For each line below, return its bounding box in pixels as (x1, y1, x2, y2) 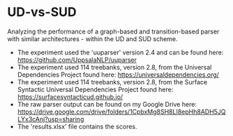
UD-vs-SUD (7, 4, 77, 20)
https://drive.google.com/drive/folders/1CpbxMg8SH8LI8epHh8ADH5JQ (17, 107, 226, 116)
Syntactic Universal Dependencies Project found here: (17, 85, 174, 93)
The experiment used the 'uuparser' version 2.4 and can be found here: (17, 48, 224, 56)
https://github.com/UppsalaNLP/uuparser (17, 55, 137, 63)
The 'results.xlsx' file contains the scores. (17, 122, 137, 130)
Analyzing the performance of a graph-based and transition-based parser (7, 27, 220, 36)
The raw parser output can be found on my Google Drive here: (17, 100, 197, 108)
